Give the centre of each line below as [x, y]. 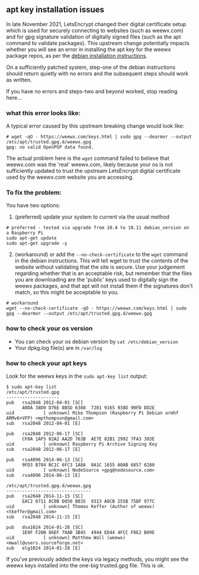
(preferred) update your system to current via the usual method [92, 217]
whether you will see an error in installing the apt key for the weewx [89, 49]
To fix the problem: [34, 192]
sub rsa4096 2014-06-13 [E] [44, 475]
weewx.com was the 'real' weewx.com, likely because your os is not [89, 165]
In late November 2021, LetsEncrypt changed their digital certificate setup [96, 24]
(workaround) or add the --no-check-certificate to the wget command [101, 254]
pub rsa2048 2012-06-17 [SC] [45, 434]
